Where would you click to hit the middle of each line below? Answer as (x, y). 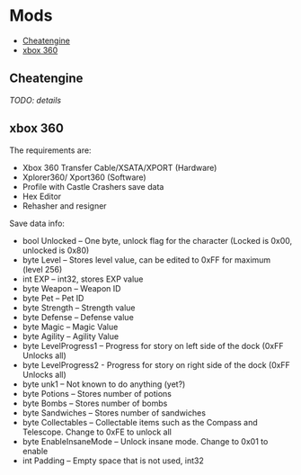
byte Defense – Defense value (78, 317)
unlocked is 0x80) (56, 250)
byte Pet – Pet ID (53, 298)
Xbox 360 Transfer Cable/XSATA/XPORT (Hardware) (120, 167)
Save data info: (37, 223)
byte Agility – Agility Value (71, 336)
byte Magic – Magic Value (70, 327)
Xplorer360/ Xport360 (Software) (84, 177)
